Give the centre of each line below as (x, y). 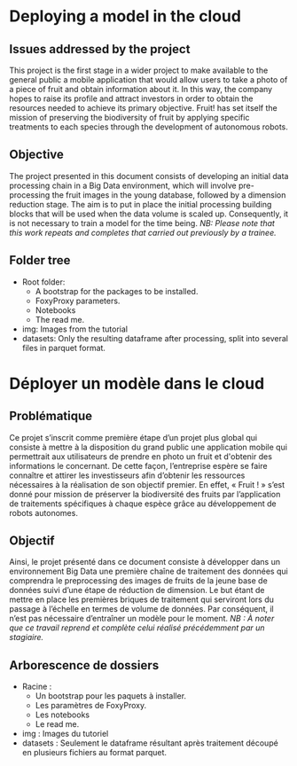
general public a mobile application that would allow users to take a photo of (148, 80)
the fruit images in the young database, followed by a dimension (169, 195)
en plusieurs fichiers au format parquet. (94, 753)
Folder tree (40, 260)
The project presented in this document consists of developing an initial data (149, 176)
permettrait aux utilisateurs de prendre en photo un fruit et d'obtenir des (141, 456)
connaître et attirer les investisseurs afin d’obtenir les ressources (127, 475)
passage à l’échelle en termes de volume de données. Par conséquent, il (141, 609)
